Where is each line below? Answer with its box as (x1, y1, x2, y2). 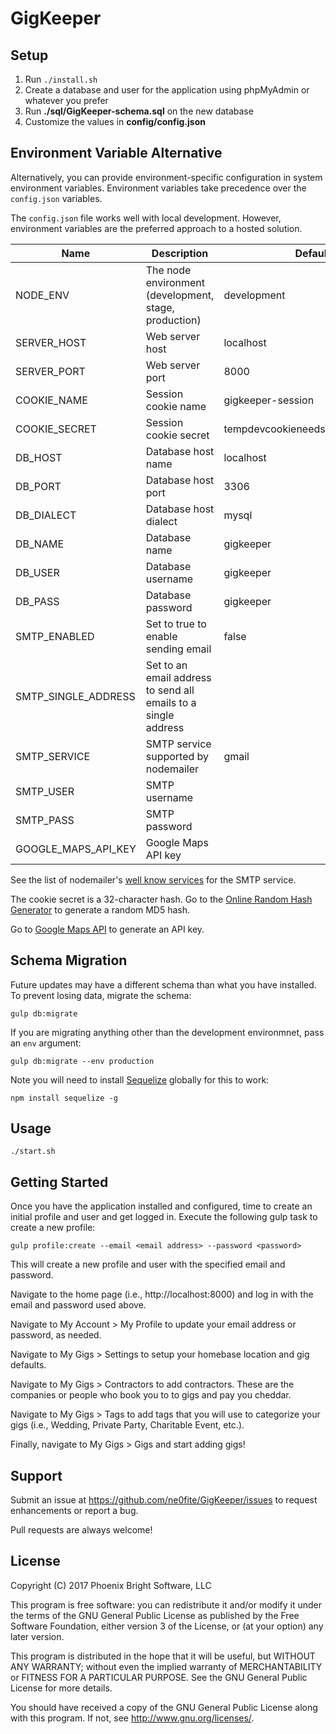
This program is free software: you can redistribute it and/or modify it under (10, 1598, 322, 1611)
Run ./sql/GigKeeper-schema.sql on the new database (24, 105, 254, 117)
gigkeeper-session (223, 393, 315, 407)
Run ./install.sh (24, 73, 98, 85)
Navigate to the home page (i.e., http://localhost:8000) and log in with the (10, 1288, 314, 1301)
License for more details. (10, 1682, 113, 1694)
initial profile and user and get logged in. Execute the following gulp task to (10, 1211, 318, 1223)
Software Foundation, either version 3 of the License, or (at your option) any (10, 1620, 324, 1632)
